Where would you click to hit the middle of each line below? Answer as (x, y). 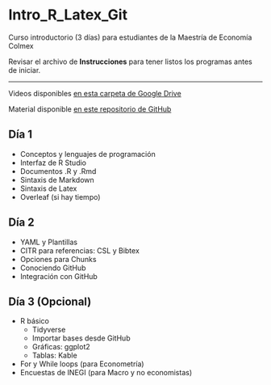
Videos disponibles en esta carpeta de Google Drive (95, 93)
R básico (35, 321)
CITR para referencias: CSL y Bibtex (79, 250)
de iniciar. (25, 70)
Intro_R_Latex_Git (68, 15)
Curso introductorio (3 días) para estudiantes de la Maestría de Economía (130, 37)
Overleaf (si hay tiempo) (60, 197)
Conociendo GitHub (53, 268)
